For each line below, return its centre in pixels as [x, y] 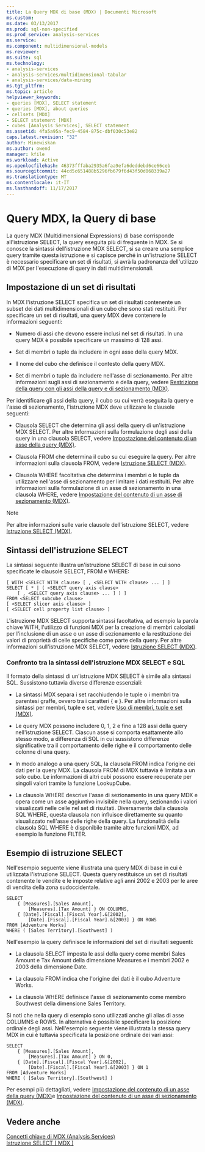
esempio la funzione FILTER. [51, 834]
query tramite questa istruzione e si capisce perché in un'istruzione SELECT [102, 255]
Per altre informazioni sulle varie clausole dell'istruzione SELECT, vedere [98, 524]
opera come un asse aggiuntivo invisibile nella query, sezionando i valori [106, 801]
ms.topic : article [30, 92]
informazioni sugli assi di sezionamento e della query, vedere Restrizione [107, 382]
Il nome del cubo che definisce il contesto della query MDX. [90, 363]
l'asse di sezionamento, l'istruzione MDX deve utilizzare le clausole [91, 407]
